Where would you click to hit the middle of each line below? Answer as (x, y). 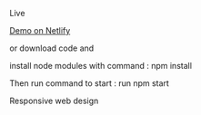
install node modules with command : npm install (101, 66)
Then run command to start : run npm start (90, 83)
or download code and (52, 48)
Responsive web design (54, 101)
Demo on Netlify (40, 30)
